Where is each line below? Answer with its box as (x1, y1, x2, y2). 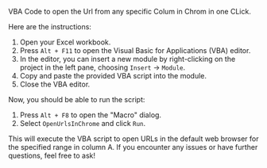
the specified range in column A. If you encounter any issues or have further (8, 143, 258, 151)
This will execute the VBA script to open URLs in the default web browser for (8, 134, 259, 143)
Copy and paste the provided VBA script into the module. (19, 71, 207, 80)
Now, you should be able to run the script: (8, 95, 145, 104)
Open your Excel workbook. (19, 37, 111, 47)
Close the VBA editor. (19, 79, 91, 89)
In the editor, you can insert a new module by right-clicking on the (19, 55, 236, 63)
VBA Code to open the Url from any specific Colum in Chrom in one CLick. (8, 7, 252, 16)
